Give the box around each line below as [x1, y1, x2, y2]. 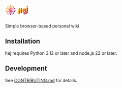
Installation [5, 37, 40, 45]
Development [5, 65, 48, 73]
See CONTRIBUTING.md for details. [5, 77, 78, 83]
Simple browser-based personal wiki [5, 23, 80, 29]
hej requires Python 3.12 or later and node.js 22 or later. [5, 50, 117, 56]
